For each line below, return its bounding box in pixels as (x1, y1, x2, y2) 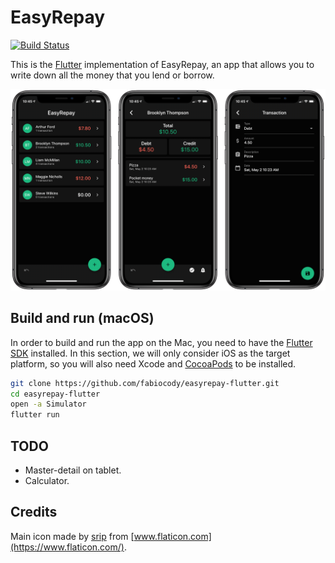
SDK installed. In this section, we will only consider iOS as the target (10, 347, 291, 359)
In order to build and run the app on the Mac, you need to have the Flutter (10, 336, 313, 348)
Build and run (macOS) (10, 310, 155, 327)
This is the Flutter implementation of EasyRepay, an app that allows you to (10, 58, 315, 70)
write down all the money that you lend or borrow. (10, 69, 215, 81)
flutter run (10, 410, 60, 420)
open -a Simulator (10, 399, 87, 410)
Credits (10, 504, 58, 521)
